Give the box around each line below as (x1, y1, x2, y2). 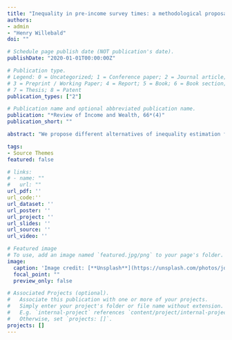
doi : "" (7, 36, 30, 43)
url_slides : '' (7, 220, 51, 227)
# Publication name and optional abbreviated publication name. (7, 105, 196, 113)
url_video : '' (7, 233, 48, 240)
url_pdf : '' (7, 188, 41, 195)
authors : (7, 17, 32, 23)
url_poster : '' (7, 207, 51, 214)
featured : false (7, 156, 54, 163)
